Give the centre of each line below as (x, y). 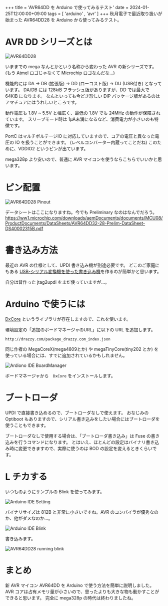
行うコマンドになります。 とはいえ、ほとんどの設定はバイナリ (82, 442)
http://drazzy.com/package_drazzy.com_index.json (58, 339)
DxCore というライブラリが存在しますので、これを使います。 (68, 319)
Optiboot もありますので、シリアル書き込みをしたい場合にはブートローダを (82, 419)
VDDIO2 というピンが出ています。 (53, 148)
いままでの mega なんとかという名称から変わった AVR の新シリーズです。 (81, 66)
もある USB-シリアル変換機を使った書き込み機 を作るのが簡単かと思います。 (83, 271)
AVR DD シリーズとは (49, 42)
